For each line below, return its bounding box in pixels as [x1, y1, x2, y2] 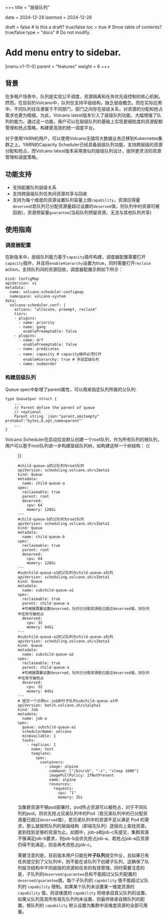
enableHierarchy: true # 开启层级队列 [23, 357, 99, 362]
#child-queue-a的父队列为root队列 [17, 463, 84, 468]
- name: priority [18, 320, 55, 325]
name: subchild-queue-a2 [22, 652, 74, 657]
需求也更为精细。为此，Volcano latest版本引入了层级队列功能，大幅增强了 [5, 112, 157, 118]
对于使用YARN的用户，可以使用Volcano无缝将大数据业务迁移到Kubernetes [5, 135, 158, 141]
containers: [39, 759, 65, 764]
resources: [49, 781, 71, 786]
